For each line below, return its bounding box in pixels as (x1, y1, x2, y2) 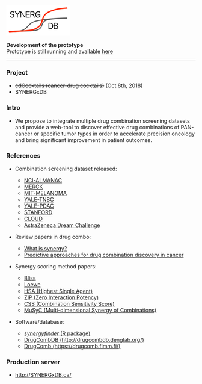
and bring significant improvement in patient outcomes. (14, 136, 152, 143)
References (6, 151, 41, 159)
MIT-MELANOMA (23, 189, 67, 197)
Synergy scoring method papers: (14, 262, 97, 270)
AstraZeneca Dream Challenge (23, 221, 100, 229)
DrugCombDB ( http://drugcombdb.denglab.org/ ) (23, 336, 144, 343)
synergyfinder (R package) (23, 330, 91, 337)
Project (6, 68, 28, 76)
